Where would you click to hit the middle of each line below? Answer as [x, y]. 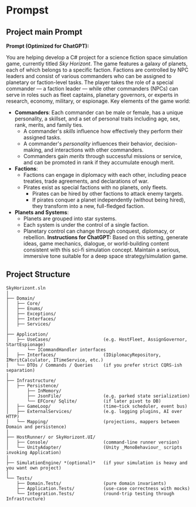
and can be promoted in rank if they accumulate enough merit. [99, 162]
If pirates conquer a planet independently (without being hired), [109, 200]
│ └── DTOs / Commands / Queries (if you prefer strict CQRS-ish [94, 365]
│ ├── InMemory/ [34, 391]
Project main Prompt [44, 32]
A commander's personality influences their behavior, [88, 144]
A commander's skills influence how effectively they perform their [103, 131]
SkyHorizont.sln [26, 288]
